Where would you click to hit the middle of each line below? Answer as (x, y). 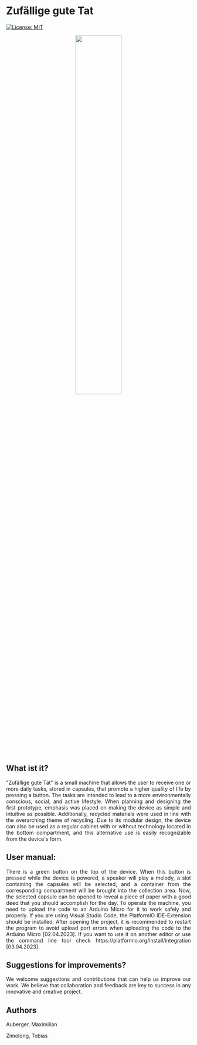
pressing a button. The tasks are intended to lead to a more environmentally (98, 795)
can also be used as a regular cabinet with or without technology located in (98, 826)
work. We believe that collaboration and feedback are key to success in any (98, 986)
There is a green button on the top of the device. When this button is (98, 871)
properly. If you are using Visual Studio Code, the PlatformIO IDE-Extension (98, 915)
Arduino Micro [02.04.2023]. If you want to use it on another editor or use (98, 934)
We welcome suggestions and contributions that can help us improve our (98, 979)
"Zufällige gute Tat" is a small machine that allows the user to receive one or (98, 782)
